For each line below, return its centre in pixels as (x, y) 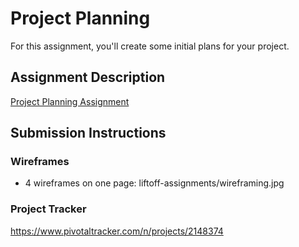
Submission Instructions (88, 133)
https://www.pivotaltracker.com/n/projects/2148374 (117, 231)
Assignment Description (88, 77)
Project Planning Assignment (70, 101)
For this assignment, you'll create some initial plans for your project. (150, 46)
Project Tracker (48, 209)
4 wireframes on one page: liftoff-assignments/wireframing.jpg (154, 183)
